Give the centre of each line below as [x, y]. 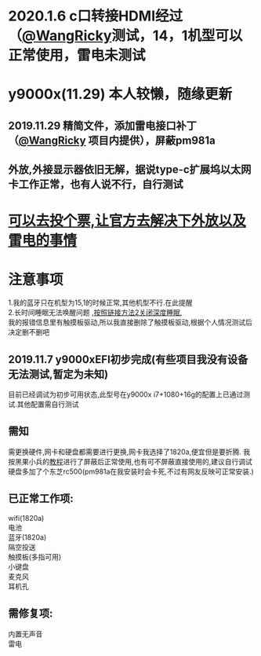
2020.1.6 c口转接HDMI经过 [96, 16]
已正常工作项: [41, 498]
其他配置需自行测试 [48, 405]
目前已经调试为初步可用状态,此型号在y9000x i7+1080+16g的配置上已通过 [126, 394]
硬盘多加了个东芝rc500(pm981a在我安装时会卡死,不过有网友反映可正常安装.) [131, 471]
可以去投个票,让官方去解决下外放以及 [127, 221]
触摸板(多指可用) [35, 557]
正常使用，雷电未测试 [77, 55]
